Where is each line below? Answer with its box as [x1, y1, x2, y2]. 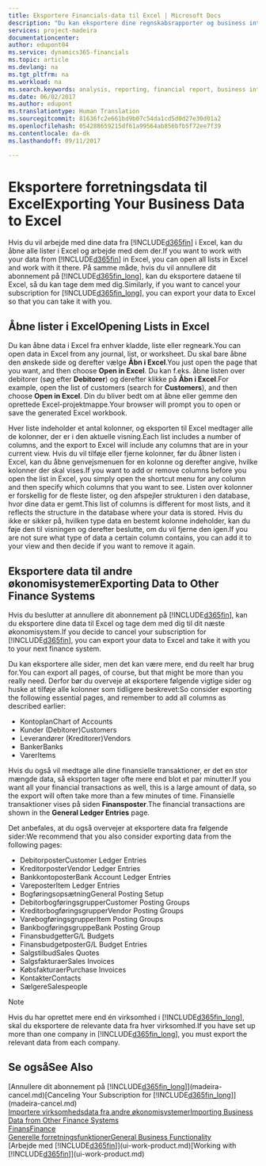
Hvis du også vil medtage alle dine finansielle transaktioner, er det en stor [8, 766, 248, 775]
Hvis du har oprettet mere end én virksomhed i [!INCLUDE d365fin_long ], [8, 1012, 245, 1023]
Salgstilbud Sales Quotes [19, 948, 100, 958]
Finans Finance [8, 1123, 56, 1134]
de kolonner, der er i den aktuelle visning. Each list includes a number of [8, 432, 241, 442]
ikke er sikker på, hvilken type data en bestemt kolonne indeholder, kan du [8, 516, 251, 526]
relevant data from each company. [8, 1038, 120, 1047]
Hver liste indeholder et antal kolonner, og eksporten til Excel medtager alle [8, 423, 253, 433]
